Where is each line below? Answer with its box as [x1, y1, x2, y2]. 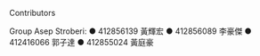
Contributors [9, 8, 56, 18]
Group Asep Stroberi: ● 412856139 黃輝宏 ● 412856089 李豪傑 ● [9, 26, 252, 36]
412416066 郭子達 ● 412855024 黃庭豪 [9, 37, 154, 47]
